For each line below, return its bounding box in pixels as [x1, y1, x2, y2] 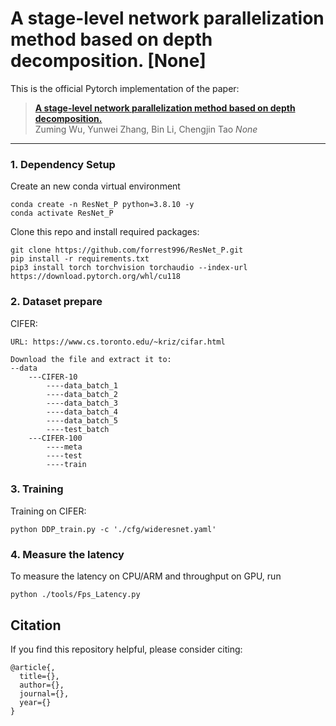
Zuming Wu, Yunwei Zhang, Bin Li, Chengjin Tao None [34, 123, 258, 135]
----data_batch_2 [46, 389, 118, 399]
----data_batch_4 [46, 407, 118, 417]
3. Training [10, 482, 64, 496]
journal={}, [19, 688, 70, 699]
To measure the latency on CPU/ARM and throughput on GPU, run [10, 570, 282, 582]
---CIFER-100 [28, 433, 83, 443]
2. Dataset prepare [10, 295, 103, 309]
